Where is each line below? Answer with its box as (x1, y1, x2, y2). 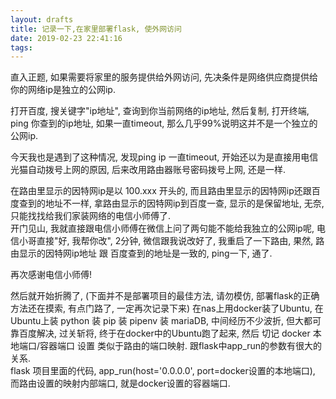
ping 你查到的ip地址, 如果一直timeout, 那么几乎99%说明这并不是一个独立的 (10, 117, 318, 130)
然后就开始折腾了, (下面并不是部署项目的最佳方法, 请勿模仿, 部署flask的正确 (10, 290, 320, 302)
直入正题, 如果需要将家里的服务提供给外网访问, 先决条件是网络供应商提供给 (10, 71, 318, 83)
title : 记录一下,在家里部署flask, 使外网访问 (10, 24, 182, 34)
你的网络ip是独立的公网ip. (10, 84, 116, 96)
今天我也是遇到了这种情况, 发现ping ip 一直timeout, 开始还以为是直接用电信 (10, 151, 319, 163)
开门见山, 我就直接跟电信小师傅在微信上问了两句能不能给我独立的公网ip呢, (10, 222, 315, 235)
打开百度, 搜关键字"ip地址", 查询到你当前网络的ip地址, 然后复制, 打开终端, (10, 105, 310, 117)
